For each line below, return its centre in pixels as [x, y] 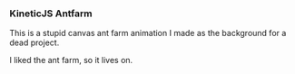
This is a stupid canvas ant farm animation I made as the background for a [148, 33]
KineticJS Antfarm [51, 14]
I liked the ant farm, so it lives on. [71, 60]
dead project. [34, 42]
